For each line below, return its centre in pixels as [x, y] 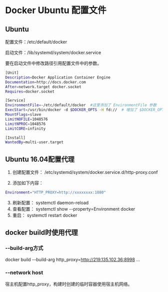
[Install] [15, 138]
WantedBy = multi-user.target [34, 142]
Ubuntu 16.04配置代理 [40, 159]
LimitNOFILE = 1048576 [27, 119]
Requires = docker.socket [30, 91]
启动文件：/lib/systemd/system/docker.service [53, 53]
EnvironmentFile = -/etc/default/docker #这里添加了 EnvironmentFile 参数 [81, 105]
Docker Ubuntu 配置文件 [56, 10]
